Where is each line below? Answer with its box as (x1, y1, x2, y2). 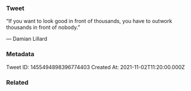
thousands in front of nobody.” (6, 24, 81, 31)
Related (6, 78, 29, 86)
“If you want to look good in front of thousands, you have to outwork (6, 18, 173, 25)
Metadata (6, 50, 34, 58)
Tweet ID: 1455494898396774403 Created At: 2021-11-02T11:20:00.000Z (6, 63, 185, 70)
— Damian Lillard (6, 35, 48, 43)
